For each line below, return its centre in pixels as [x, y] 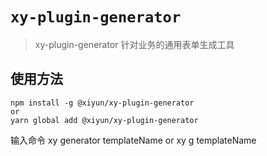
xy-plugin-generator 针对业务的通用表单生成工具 [134, 44]
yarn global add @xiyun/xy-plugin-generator [104, 120]
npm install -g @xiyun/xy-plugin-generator [102, 103]
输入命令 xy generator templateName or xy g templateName [133, 140]
